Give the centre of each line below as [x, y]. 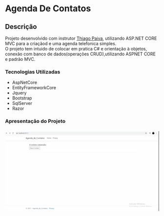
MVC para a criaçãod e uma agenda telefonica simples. [61, 44]
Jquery [19, 93]
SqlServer [22, 103]
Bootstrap [22, 98]
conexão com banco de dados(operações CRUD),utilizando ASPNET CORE [81, 54]
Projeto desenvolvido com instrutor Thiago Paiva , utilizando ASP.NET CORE [81, 38]
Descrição [21, 27]
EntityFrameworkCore [34, 88]
